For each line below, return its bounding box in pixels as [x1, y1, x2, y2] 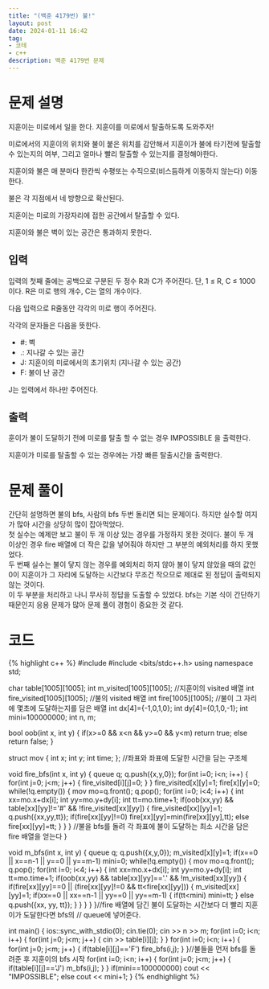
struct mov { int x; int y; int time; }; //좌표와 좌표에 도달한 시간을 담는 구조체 [8, 753, 247, 763]
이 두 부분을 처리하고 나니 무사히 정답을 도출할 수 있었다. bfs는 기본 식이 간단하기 [8, 590, 261, 600]
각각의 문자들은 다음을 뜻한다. [8, 320, 101, 330]
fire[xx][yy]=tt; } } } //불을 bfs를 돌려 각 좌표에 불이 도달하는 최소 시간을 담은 [8, 822, 250, 831]
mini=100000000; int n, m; [8, 712, 96, 722]
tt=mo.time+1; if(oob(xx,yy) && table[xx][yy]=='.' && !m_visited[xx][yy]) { [8, 873, 247, 883]
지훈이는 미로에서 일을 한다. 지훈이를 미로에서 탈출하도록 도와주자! [8, 121, 214, 131]
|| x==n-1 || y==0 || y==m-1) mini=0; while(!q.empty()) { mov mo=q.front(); [8, 856, 255, 866]
